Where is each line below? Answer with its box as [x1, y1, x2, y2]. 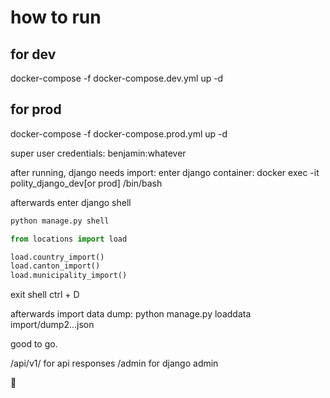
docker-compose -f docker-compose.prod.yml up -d [10, 127, 228, 140]
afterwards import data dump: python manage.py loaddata [10, 308, 252, 320]
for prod [10, 101, 62, 118]
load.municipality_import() [10, 271, 128, 281]
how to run [10, 6, 102, 29]
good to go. [10, 338, 58, 350]
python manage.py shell [10, 216, 110, 226]
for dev [10, 46, 57, 63]
